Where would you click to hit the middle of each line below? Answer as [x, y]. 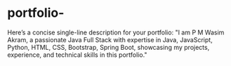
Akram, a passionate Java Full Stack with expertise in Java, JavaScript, [110, 39]
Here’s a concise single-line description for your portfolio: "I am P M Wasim [116, 32]
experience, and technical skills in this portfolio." [77, 55]
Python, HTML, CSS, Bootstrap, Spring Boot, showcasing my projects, [108, 47]
